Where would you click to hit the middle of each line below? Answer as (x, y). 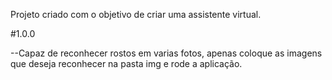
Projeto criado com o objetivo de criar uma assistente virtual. (136, 14)
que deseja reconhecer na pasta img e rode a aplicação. (126, 63)
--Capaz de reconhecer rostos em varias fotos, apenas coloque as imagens (166, 53)
